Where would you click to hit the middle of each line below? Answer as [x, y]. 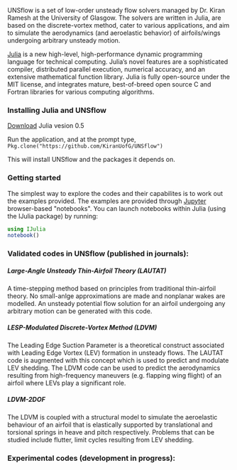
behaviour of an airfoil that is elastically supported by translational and [110, 425]
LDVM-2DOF [27, 399]
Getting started [34, 178]
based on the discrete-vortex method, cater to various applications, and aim [118, 25]
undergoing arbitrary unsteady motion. [64, 40]
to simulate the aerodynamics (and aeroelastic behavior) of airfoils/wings [114, 33]
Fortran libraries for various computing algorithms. [81, 92]
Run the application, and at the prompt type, [72, 140]
